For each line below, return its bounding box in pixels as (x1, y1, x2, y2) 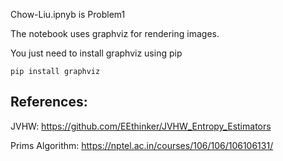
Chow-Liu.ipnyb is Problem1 (10, 9, 126, 20)
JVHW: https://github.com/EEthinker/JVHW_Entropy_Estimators (10, 120, 272, 132)
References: (10, 94, 88, 111)
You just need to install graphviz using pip (10, 47, 183, 59)
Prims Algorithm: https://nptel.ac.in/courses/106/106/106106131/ (10, 139, 274, 151)
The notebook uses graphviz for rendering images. (10, 28, 220, 39)
